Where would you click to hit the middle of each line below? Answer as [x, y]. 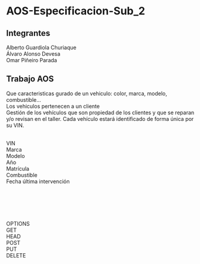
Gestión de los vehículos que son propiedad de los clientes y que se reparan [100, 113]
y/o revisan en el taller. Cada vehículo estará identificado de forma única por [100, 119]
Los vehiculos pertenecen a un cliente [53, 106]
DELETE [16, 255]
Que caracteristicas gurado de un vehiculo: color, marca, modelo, [87, 93]
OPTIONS [18, 223]
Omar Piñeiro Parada [32, 60]
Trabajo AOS [30, 79]
